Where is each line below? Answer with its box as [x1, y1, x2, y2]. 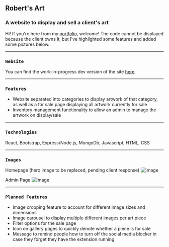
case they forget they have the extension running [12, 236, 115, 242]
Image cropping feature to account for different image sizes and [12, 204, 145, 210]
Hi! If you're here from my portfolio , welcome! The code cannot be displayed [5, 30, 163, 37]
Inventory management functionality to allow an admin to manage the [12, 107, 156, 113]
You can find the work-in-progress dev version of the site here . [5, 68, 136, 74]
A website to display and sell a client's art [5, 19, 109, 26]
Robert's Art [5, 4, 45, 13]
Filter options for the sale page [12, 220, 76, 226]
